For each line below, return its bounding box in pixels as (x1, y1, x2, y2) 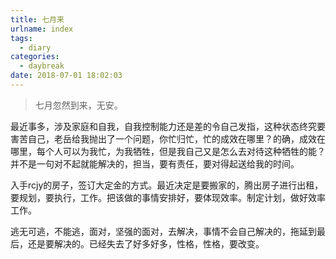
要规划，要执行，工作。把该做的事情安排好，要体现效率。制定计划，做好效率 (10, 191, 326, 203)
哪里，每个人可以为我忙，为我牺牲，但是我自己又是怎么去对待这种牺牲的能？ (10, 145, 326, 157)
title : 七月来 (10, 14, 65, 25)
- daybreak (19, 61, 65, 71)
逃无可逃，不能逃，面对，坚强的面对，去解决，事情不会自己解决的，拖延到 (10, 225, 317, 237)
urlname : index (10, 24, 74, 34)
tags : (10, 33, 33, 43)
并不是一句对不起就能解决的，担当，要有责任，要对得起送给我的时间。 (10, 157, 300, 170)
